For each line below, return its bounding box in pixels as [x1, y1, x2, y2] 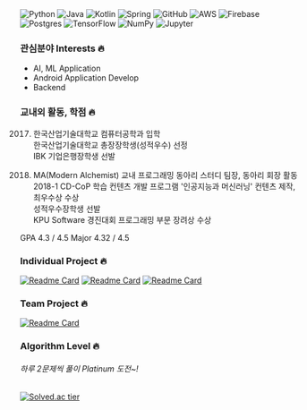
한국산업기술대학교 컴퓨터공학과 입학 [32, 128, 161, 139]
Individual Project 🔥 [20, 254, 107, 267]
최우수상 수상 [32, 192, 80, 202]
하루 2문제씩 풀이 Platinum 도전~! [20, 363, 139, 374]
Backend [32, 82, 66, 93]
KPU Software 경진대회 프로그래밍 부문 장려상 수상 [32, 214, 212, 225]
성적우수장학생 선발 [32, 203, 101, 214]
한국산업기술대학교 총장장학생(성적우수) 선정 [32, 139, 188, 150]
